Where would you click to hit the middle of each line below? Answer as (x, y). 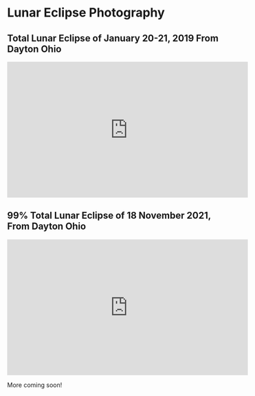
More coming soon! (35, 385)
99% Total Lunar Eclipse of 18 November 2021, (109, 216)
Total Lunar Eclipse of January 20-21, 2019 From (113, 38)
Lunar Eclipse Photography (86, 13)
